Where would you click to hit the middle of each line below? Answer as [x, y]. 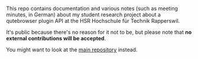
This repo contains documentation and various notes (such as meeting [92, 8]
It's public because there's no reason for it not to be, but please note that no [99, 32]
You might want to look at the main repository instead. [72, 50]
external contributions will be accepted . [56, 38]
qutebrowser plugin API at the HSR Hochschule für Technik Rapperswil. [93, 21]
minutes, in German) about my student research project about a [84, 15]
